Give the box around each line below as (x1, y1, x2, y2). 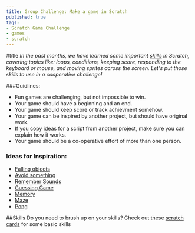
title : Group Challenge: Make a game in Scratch (6, 8, 128, 15)
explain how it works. (14, 131, 67, 138)
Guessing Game (14, 184, 54, 191)
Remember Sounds (14, 178, 62, 185)
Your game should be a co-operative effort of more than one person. (14, 138, 181, 144)
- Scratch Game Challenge (6, 25, 70, 31)
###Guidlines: (6, 82, 40, 89)
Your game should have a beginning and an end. (14, 100, 133, 106)
